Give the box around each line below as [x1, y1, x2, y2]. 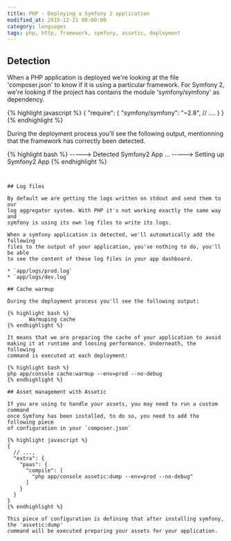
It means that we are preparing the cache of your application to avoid [7, 334, 221, 341]
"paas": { [19, 461, 48, 468]
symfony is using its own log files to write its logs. [7, 219, 172, 227]
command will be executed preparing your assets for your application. [7, 528, 218, 535]
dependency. [7, 95, 45, 104]
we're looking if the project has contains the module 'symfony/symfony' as [7, 88, 220, 97]
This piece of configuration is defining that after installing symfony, [7, 515, 225, 522]
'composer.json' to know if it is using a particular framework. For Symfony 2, [7, 81, 225, 89]
